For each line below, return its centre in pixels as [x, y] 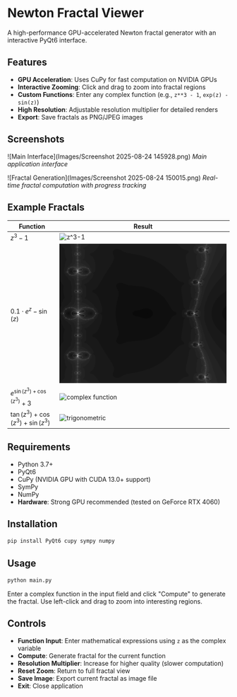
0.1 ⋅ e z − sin [29, 311]
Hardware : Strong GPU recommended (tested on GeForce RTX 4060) [119, 502]
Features [27, 63]
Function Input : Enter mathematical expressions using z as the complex [122, 640]
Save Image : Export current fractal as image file [87, 678]
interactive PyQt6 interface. [47, 40]
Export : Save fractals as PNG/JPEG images [80, 117]
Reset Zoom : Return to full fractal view [74, 671]
